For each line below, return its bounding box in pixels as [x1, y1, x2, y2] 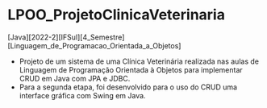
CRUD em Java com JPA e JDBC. [19, 73, 131, 83]
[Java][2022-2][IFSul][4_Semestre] [7, 32, 125, 42]
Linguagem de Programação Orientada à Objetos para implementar [19, 64, 243, 74]
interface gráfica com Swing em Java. [19, 90, 146, 100]
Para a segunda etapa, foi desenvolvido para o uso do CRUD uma [19, 82, 238, 92]
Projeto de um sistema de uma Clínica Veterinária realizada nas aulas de [19, 56, 260, 66]
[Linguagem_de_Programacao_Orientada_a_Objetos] [7, 40, 181, 50]
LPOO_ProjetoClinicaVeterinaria [7, 6, 225, 24]
